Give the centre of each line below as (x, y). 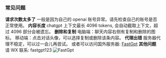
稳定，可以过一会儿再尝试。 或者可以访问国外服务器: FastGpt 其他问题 (85, 44)
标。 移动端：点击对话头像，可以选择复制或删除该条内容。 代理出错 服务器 (81, 38)
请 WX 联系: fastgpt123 (28, 50)
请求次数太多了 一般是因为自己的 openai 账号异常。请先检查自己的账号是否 (81, 19)
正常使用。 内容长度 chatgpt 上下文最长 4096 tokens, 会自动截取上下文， (80, 26)
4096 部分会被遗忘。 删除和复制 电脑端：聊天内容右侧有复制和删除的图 (83, 32)
